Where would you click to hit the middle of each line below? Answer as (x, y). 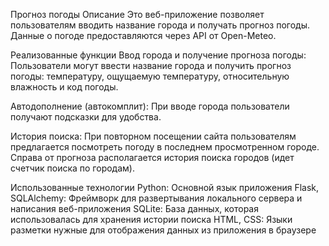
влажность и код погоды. (64, 87)
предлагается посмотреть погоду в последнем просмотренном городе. (165, 147)
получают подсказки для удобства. (86, 117)
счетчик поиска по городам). (72, 168)
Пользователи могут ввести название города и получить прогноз (151, 65)
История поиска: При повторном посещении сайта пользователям (153, 136)
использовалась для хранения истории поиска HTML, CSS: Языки (151, 219)
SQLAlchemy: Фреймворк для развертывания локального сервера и (156, 198)
